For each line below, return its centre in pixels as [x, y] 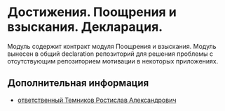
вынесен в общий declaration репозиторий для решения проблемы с [110, 54]
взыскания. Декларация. [85, 27]
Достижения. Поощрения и [92, 12]
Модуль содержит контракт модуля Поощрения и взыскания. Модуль [112, 46]
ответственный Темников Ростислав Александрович [97, 100]
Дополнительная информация [78, 83]
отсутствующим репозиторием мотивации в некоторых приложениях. [113, 61]
